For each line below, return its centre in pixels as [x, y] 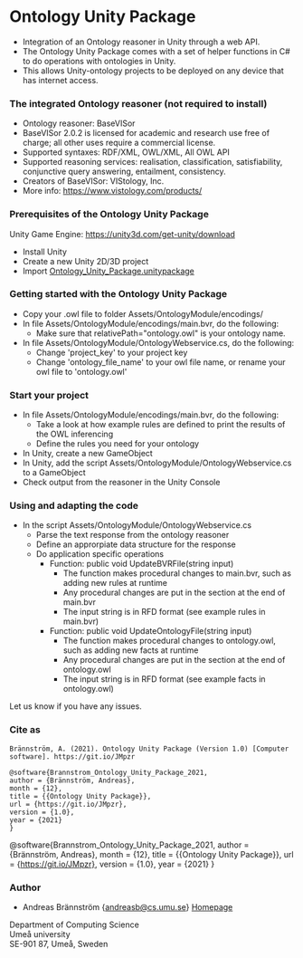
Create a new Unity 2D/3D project [85, 261]
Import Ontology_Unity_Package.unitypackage [108, 271]
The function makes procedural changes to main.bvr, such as [177, 573]
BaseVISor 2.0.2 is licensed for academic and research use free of [146, 133]
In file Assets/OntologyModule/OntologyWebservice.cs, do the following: [158, 342]
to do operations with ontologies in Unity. [99, 61]
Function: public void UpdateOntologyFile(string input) [151, 631]
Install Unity [45, 252]
